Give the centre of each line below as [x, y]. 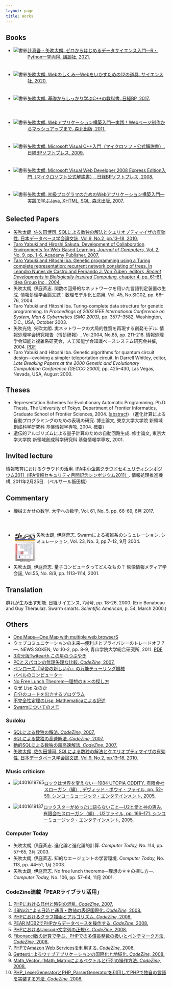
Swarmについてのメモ [36, 707]
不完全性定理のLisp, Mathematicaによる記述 [59, 700]
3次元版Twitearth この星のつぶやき [50, 655]
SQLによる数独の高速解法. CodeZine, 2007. [58, 739]
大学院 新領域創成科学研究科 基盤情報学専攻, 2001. [71, 440]
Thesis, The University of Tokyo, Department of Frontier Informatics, [85, 408]
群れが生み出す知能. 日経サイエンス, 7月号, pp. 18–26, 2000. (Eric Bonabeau [85, 602]
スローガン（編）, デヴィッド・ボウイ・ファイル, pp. [99, 789]
